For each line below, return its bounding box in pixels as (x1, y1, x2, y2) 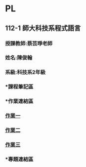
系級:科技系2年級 (5, 69, 46, 76)
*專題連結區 (5, 156, 34, 163)
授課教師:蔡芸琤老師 (5, 40, 53, 47)
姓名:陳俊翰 (5, 54, 33, 61)
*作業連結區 (5, 98, 34, 105)
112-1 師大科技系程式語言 (5, 24, 81, 32)
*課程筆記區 (5, 83, 34, 90)
